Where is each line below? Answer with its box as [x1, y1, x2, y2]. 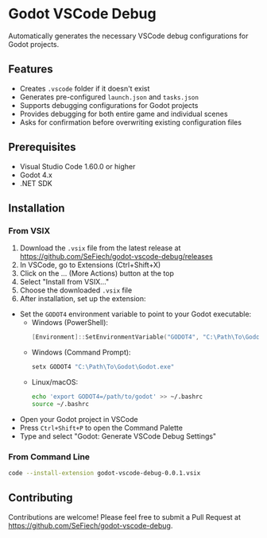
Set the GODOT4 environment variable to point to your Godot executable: [19, 309, 252, 319]
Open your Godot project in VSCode [19, 414, 138, 424]
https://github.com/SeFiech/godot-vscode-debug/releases [19, 252, 213, 261]
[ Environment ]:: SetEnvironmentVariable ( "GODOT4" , [31, 333, 200, 342]
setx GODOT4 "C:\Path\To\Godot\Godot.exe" [31, 363, 175, 371]
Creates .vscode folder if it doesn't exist [19, 83, 150, 93]
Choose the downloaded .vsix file [19, 285, 133, 295]
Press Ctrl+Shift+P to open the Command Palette [19, 423, 183, 432]
